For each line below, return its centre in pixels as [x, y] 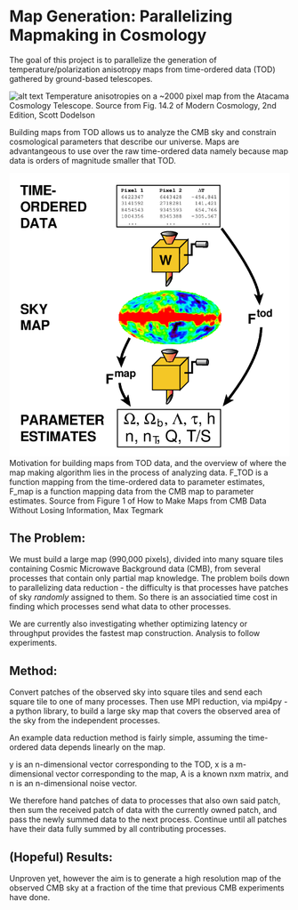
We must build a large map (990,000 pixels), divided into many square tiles [146, 560]
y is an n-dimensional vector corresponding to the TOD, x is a [121, 765]
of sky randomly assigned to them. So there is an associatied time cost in [143, 597]
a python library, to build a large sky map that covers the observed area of [145, 711]
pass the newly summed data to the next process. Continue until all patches [148, 819]
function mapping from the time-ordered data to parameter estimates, [137, 481]
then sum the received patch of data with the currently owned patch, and [143, 810]
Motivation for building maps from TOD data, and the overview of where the [148, 463]
